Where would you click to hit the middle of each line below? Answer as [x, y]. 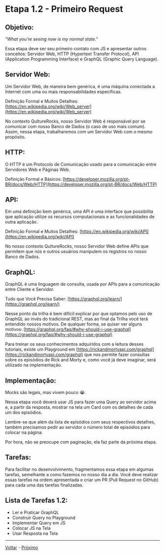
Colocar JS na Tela [31, 528]
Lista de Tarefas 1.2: [36, 501]
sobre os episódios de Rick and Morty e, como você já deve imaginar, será [81, 360]
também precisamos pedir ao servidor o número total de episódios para [78, 427]
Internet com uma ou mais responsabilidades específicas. [63, 92]
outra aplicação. [21, 222]
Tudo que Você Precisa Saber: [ [37, 299]
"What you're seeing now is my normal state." [52, 39]
